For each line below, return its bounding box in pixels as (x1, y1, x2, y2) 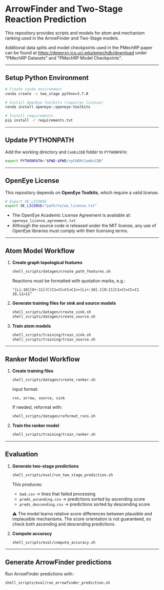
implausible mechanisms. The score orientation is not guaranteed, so (12, 516, 151, 522)
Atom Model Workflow (5, 247, 75, 255)
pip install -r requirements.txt (5, 118, 73, 123)
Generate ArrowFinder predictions (5, 558, 112, 566)
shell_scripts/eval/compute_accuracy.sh (12, 540, 96, 545)
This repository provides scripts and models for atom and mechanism (5, 30, 145, 36)
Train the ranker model (12, 422, 60, 428)
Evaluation (5, 450, 38, 459)
